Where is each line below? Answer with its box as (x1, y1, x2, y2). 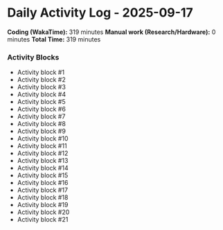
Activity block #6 (17, 105, 66, 114)
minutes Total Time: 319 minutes (7, 35, 101, 43)
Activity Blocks (7, 52, 60, 62)
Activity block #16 (17, 179, 69, 187)
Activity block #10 (17, 134, 69, 143)
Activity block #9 (17, 127, 66, 136)
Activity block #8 (17, 120, 66, 128)
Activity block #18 (17, 193, 69, 202)
